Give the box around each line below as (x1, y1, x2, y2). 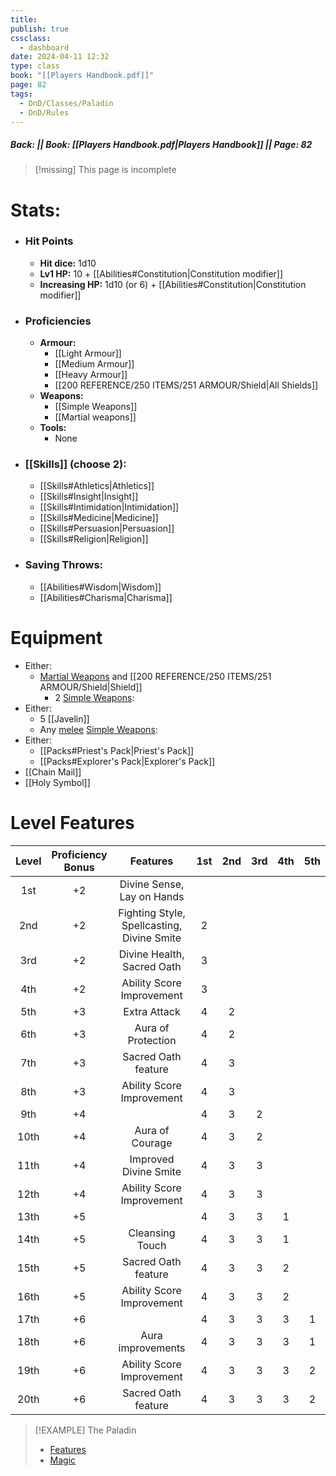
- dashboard (19, 42, 70, 53)
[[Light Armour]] (54, 347, 122, 360)
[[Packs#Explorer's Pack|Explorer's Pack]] (39, 755, 216, 767)
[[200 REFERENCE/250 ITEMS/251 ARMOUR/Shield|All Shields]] (54, 379, 319, 391)
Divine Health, (118, 947, 185, 961)
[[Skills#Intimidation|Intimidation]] (39, 501, 180, 513)
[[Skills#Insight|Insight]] (39, 491, 139, 503)
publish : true (10, 24, 70, 34)
